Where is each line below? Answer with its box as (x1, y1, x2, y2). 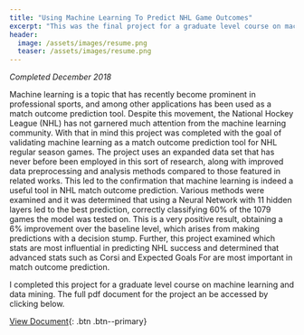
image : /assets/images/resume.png (17, 38, 147, 48)
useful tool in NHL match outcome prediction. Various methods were (9, 185, 265, 196)
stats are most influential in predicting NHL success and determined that (9, 243, 280, 254)
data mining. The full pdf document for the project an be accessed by (9, 289, 269, 300)
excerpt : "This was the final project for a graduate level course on (9, 22, 281, 31)
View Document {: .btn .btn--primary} (9, 316, 147, 327)
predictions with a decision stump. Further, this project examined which (9, 233, 276, 244)
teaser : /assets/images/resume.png (17, 47, 152, 56)
